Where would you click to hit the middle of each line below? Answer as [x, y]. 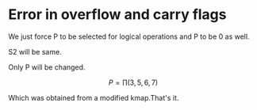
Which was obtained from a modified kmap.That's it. [94, 97]
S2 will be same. [35, 51]
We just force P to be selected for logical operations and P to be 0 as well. [129, 36]
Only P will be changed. [47, 67]
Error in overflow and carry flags [117, 15]
